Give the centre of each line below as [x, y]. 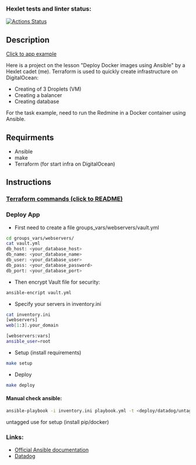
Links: [15, 437]
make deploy [20, 385]
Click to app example [32, 54]
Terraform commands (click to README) [64, 199]
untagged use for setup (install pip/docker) [57, 422]
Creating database [37, 102]
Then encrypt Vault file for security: [57, 282]
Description [28, 40]
